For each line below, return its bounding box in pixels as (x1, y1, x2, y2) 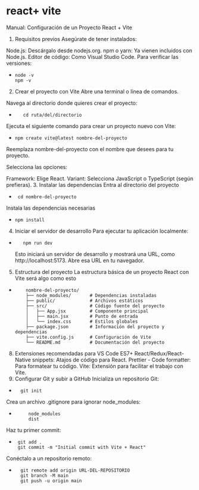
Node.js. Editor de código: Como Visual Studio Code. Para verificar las (6, 53, 179, 60)
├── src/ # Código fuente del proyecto (26, 302, 165, 309)
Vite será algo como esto (14, 274, 76, 282)
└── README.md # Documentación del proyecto (26, 339, 165, 345)
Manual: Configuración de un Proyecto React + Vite (6, 24, 132, 31)
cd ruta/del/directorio (23, 112, 82, 118)
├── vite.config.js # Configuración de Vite (26, 334, 151, 340)
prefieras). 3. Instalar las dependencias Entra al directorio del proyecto (6, 181, 179, 188)
